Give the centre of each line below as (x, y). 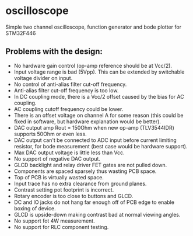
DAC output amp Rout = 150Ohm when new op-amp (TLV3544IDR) (94, 127)
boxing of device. (35, 208)
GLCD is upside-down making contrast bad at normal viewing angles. (97, 214)
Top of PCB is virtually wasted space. (59, 177)
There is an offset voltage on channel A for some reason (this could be (99, 115)
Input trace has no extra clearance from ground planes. (80, 183)
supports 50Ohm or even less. (50, 134)
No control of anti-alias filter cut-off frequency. (70, 84)
